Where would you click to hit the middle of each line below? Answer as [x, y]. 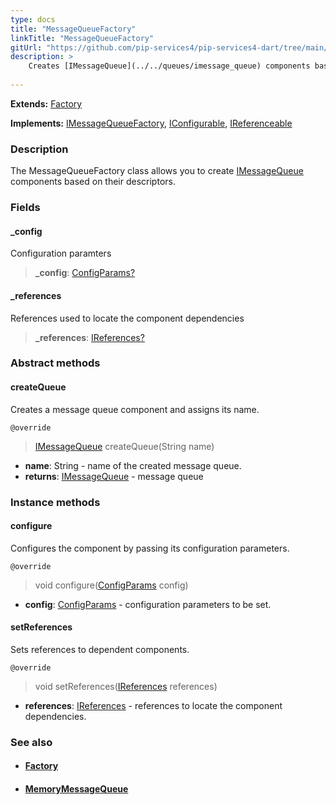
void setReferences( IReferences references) [126, 686]
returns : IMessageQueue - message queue [114, 476]
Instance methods [55, 502]
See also [31, 742]
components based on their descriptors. [93, 182]
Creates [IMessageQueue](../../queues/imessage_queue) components [169, 66]
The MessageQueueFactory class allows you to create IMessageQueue [157, 171]
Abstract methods [55, 363]
